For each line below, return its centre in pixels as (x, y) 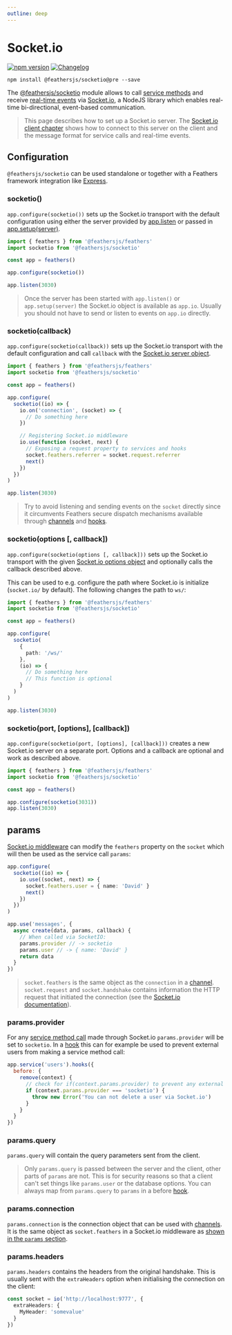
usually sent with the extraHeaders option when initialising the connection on (116, 1279)
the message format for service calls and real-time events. (107, 135)
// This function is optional (69, 679)
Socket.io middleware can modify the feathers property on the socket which (116, 847)
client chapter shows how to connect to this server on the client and (121, 128)
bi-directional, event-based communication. (84, 107)
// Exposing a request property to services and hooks (106, 449)
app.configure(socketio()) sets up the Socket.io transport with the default (114, 214)
